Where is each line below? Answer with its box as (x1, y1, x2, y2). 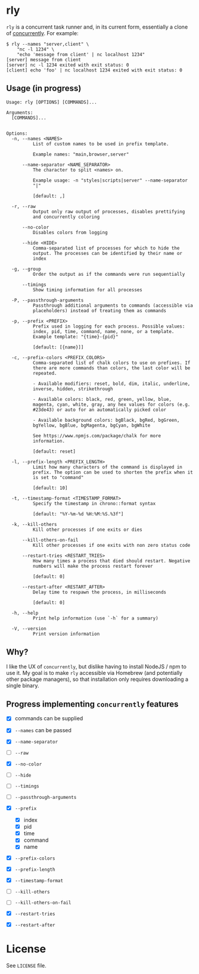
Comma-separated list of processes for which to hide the (32, 245, 180, 251)
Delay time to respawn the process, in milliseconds (32, 589, 167, 595)
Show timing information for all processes (32, 287, 143, 292)
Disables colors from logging (32, 229, 108, 235)
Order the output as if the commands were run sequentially (32, 271, 185, 277)
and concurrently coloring (32, 214, 100, 220)
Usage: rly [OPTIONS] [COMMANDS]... (6, 99, 97, 105)
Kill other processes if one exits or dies (32, 527, 143, 533)
